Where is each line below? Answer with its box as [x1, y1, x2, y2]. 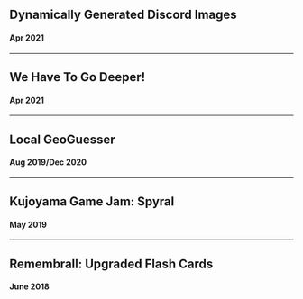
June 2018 [9, 281, 50, 292]
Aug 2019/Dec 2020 [9, 157, 87, 168]
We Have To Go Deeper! [9, 69, 146, 85]
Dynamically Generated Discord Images [9, 7, 237, 23]
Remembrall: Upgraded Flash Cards [9, 256, 214, 271]
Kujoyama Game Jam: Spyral [9, 194, 175, 210]
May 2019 [9, 219, 48, 230]
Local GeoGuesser [9, 131, 115, 147]
